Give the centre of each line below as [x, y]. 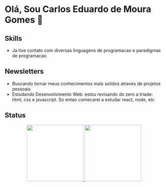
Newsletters [24, 71]
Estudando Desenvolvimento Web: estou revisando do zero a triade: [82, 94]
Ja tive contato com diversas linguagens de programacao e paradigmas [87, 50]
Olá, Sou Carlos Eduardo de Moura [78, 9]
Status [15, 116]
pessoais [21, 89]
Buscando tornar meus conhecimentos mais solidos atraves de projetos [86, 83]
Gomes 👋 [24, 20]
